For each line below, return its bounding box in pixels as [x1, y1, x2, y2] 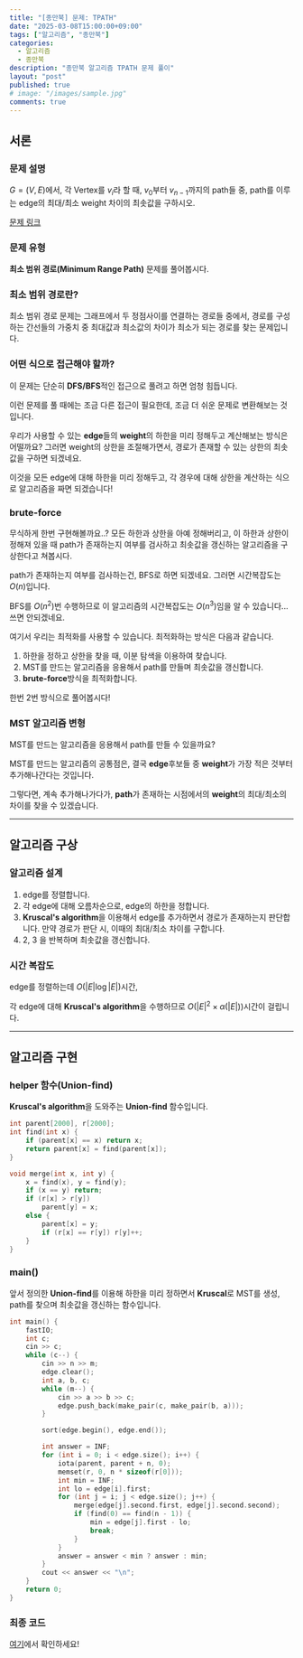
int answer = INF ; [41, 1442, 111, 1451]
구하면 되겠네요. [25, 453, 82, 464]
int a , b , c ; [41, 1375, 91, 1385]
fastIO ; [25, 1325, 54, 1335]
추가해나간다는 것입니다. [9, 770, 95, 780]
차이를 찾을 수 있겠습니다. [9, 801, 99, 810]
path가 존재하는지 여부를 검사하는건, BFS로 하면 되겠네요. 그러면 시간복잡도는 [9, 570, 281, 581]
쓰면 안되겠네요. [9, 612, 66, 623]
